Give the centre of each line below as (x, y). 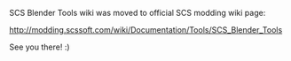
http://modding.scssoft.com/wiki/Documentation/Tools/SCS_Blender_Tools (146, 30)
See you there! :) (39, 47)
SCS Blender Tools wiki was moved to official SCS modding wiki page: (138, 13)
